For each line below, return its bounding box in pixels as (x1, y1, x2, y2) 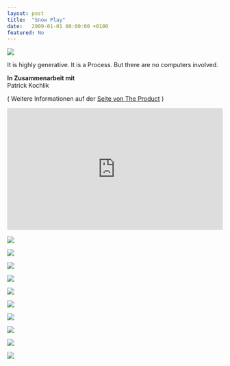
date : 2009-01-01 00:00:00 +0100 (7, 23, 109, 29)
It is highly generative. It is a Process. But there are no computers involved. (7, 61, 218, 69)
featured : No (7, 29, 44, 36)
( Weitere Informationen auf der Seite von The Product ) (7, 95, 164, 103)
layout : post (7, 10, 44, 17)
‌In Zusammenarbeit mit (7, 74, 75, 82)
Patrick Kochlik (7, 82, 49, 90)
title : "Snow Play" (7, 16, 66, 23)
